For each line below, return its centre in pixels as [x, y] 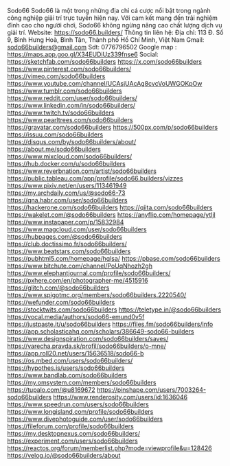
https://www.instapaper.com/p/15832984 [66, 222]
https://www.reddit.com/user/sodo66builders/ [72, 98]
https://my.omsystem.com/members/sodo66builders [82, 382]
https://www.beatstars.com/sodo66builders [69, 251]
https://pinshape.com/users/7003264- [152, 390]
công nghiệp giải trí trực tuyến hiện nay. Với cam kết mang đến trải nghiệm [113, 18]
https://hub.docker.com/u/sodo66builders [66, 164]
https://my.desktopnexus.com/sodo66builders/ [74, 433]
